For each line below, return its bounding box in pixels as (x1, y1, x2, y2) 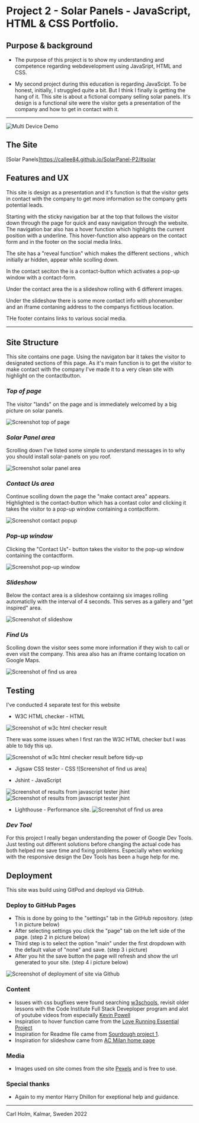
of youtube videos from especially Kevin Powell (14, 1011, 131, 1018)
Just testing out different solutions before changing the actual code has (6, 841, 181, 848)
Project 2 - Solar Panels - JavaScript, (6, 4, 191, 18)
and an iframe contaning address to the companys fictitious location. (6, 303, 174, 310)
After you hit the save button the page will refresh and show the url (14, 952, 178, 960)
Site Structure (6, 338, 59, 348)
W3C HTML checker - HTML (14, 713, 85, 720)
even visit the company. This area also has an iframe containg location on (6, 650, 185, 658)
